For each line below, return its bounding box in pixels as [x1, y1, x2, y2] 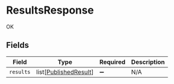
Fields [6, 40, 30, 50]
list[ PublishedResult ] [36, 67, 94, 76]
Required [99, 57, 126, 66]
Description [131, 57, 165, 66]
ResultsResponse [6, 4, 94, 17]
